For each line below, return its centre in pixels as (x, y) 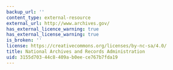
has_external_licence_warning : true (53, 29)
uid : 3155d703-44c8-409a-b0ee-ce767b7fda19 (62, 57)
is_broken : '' (24, 40)
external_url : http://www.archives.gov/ (58, 23)
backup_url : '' (25, 12)
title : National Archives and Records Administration (76, 52)
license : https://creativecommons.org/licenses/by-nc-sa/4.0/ (86, 46)
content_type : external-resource (49, 18)
